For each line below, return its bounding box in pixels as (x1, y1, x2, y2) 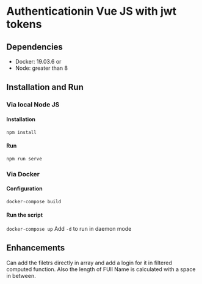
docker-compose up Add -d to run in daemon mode (6, 225, 132, 233)
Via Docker (6, 170, 40, 178)
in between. (6, 272, 36, 279)
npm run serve (6, 155, 43, 162)
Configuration (6, 185, 43, 192)
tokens (6, 17, 42, 31)
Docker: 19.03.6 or (15, 58, 62, 65)
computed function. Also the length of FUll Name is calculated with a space (6, 265, 196, 273)
